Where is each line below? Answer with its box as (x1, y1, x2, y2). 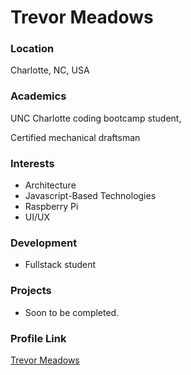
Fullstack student (24, 259, 97, 271)
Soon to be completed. (24, 306, 120, 318)
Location (10, 42, 55, 56)
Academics (10, 89, 67, 103)
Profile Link (10, 331, 67, 345)
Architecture (24, 179, 77, 191)
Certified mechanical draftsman (10, 131, 141, 143)
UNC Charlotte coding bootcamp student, (10, 112, 182, 124)
